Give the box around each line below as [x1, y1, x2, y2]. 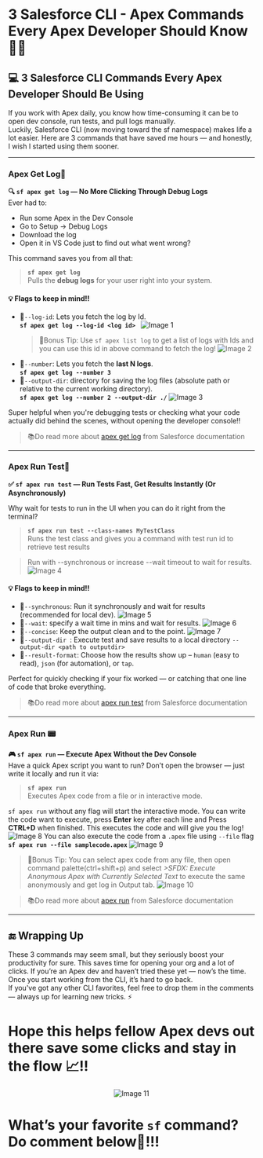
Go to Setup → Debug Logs [19, 222, 108, 231]
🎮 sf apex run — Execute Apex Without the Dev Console [8, 749, 197, 759]
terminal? [8, 511, 38, 521]
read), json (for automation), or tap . [19, 658, 135, 668]
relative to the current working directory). [19, 383, 153, 394]
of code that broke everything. [8, 682, 106, 691]
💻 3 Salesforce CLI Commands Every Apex [8, 71, 223, 84]
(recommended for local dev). [19, 610, 116, 619]
